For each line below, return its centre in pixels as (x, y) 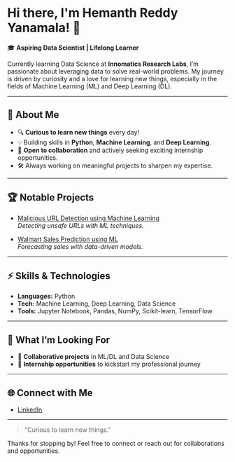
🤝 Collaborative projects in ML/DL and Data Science (93, 357)
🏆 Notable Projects (51, 198)
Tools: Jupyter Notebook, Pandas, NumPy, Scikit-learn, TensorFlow (115, 311)
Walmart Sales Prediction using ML (68, 239)
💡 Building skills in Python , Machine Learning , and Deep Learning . (114, 142)
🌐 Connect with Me (50, 393)
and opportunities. (34, 451)
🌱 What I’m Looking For (59, 340)
